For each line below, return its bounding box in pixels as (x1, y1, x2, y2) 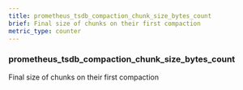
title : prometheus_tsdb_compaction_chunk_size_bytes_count (8, 11, 212, 20)
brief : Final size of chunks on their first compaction (8, 19, 201, 28)
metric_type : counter (8, 27, 82, 35)
